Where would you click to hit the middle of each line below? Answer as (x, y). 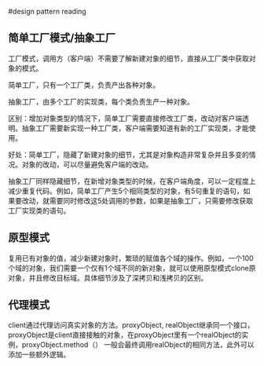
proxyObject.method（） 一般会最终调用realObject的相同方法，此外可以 (138, 345)
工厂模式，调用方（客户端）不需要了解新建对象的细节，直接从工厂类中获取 (128, 58)
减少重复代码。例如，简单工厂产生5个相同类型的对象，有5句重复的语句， (126, 191)
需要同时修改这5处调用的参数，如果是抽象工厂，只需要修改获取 (151, 200)
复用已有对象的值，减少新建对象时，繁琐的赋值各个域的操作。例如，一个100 (131, 258)
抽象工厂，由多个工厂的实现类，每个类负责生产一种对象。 (101, 101)
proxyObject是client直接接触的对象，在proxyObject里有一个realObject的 (125, 335)
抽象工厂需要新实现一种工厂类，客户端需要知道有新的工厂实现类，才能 (135, 128)
